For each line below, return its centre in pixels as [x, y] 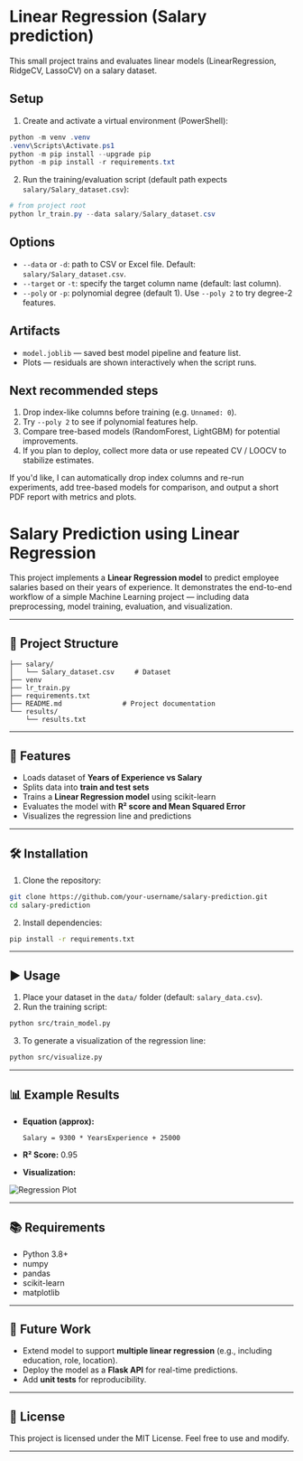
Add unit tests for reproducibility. [84, 1380]
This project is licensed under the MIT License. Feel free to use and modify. [150, 1438]
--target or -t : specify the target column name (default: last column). [152, 283]
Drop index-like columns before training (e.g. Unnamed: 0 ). [129, 412]
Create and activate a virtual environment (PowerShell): [125, 120]
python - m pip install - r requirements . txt [92, 163]
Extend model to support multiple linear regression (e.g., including [147, 1351]
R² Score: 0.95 [50, 1155]
